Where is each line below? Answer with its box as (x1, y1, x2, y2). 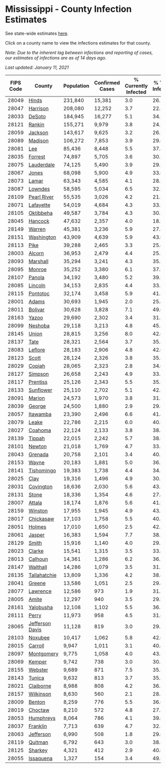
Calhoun (28, 556, 48, 563)
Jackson (28, 129, 48, 136)
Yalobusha (28, 604, 53, 611)
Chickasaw (28, 515, 54, 522)
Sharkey (28, 747, 48, 754)
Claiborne (28, 682, 51, 689)
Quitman (28, 739, 48, 746)
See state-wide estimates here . (5, 30, 69, 36)
